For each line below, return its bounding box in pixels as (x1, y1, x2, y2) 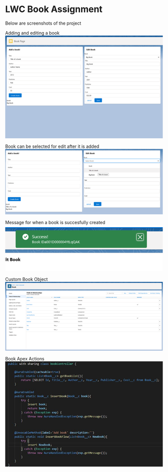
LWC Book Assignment (5, 4, 102, 15)
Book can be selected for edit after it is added (5, 143, 99, 149)
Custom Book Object (5, 276, 48, 282)
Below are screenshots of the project (5, 20, 81, 26)
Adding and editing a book (5, 30, 60, 36)
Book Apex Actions (5, 356, 44, 362)
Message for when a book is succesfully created (5, 219, 105, 225)
